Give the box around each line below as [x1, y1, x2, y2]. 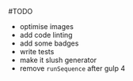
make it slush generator [19, 55, 97, 64]
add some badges [19, 39, 79, 48]
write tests [19, 47, 55, 56]
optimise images [19, 22, 74, 31]
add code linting [19, 31, 73, 39]
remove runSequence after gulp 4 [19, 64, 125, 73]
